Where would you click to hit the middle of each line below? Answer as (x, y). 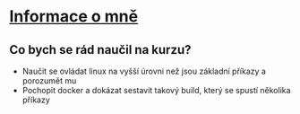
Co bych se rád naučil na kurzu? (100, 50)
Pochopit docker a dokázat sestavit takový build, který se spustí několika (156, 90)
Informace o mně (74, 17)
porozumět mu (49, 81)
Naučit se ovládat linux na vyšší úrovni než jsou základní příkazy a (144, 71)
